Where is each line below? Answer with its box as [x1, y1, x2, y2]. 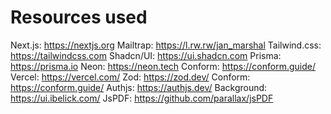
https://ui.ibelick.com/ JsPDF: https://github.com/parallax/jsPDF [10, 92, 274, 104]
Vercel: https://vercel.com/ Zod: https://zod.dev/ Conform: [10, 71, 251, 83]
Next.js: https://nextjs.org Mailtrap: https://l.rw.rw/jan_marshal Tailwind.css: [10, 39, 322, 51]
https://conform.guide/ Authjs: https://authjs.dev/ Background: [10, 81, 268, 93]
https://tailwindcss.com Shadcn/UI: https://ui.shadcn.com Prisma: [10, 49, 282, 61]
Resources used [10, 6, 148, 29]
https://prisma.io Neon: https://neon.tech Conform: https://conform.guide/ [10, 60, 316, 72]
